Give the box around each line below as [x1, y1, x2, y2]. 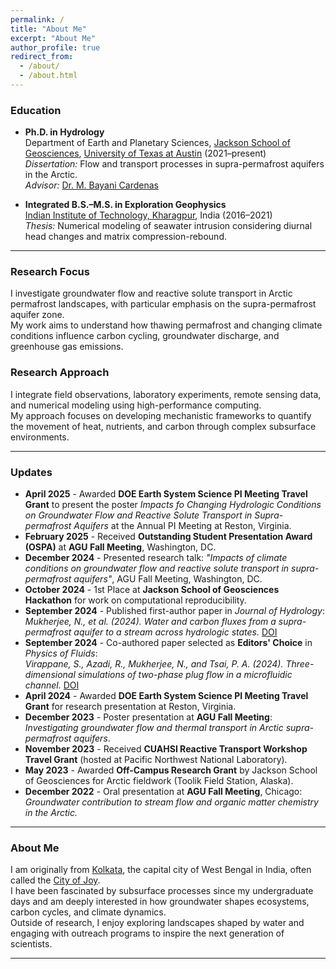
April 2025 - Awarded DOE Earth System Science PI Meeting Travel [24, 488, 308, 500]
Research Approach [10, 366, 110, 380]
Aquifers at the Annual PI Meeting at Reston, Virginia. [73, 520, 292, 532]
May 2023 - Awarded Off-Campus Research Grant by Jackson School [24, 764, 318, 776]
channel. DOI [24, 679, 80, 691]
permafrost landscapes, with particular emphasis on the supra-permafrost [10, 298, 317, 310]
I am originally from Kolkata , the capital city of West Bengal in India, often [10, 864, 312, 876]
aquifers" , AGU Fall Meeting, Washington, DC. [73, 573, 263, 585]
